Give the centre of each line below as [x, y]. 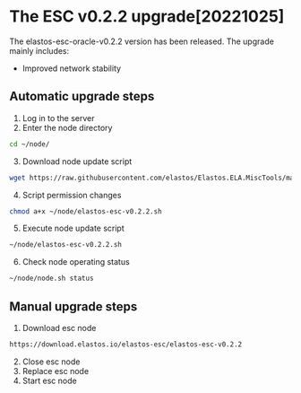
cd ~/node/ [30, 144]
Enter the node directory [67, 127]
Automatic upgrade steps [82, 96]
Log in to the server [59, 118]
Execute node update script [73, 228]
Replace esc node [56, 371]
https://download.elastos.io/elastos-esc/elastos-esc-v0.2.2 [126, 344]
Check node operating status [76, 262]
